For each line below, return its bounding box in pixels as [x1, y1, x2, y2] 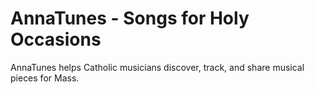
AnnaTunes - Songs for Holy [10, 7, 250, 30]
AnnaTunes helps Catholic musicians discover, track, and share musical [10, 61, 305, 73]
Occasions [10, 28, 102, 51]
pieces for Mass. [10, 72, 80, 84]
